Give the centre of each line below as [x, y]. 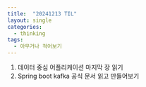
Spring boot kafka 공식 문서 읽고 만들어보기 [78, 76]
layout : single [30, 20]
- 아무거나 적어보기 [38, 46]
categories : [25, 27]
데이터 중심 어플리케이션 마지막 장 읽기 [70, 67]
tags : [15, 40]
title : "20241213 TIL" [42, 14]
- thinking [30, 33]
